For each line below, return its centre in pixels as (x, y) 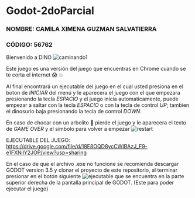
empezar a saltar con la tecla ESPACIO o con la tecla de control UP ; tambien (98, 105)
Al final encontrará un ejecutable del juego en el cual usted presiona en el (95, 86)
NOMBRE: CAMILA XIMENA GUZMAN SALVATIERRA (81, 29)
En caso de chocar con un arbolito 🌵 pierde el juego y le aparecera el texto (96, 123)
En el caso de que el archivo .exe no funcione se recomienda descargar (93, 164)
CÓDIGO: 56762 (29, 45)
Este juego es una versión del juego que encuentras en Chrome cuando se (96, 69)
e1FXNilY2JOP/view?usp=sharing (46, 152)
